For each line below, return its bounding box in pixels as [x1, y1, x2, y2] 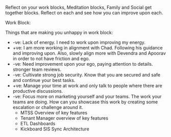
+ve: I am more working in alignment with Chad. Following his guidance [12, 45, 163, 50]
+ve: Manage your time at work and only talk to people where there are [12, 83, 162, 89]
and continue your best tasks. [12, 77, 76, 83]
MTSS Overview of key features [20, 109, 88, 116]
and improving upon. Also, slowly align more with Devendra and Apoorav [12, 50, 166, 56]
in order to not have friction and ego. [12, 56, 90, 62]
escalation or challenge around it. [12, 104, 83, 110]
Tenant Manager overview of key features [20, 115, 109, 121]
